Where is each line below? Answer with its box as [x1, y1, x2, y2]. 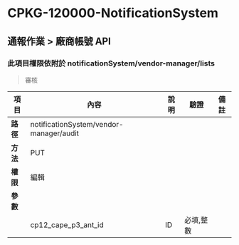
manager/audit [30, 128, 80, 138]
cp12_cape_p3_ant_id [30, 219, 105, 229]
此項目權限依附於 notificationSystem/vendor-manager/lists [7, 58, 216, 68]
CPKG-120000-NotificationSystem [7, 5, 219, 21]
